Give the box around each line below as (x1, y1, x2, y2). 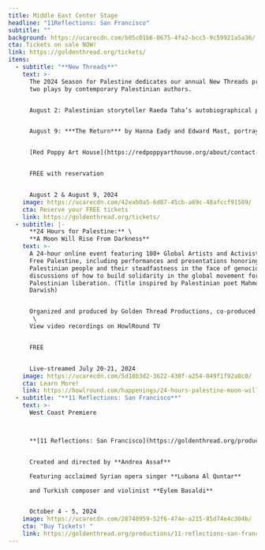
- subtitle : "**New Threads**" (15, 63, 118, 71)
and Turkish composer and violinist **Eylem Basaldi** (28, 487, 214, 495)
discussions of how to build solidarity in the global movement (28, 272, 245, 280)
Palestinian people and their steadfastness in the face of (28, 264, 231, 273)
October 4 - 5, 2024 (28, 507, 97, 516)
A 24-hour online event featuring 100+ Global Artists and (28, 250, 227, 258)
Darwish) (28, 286, 58, 295)
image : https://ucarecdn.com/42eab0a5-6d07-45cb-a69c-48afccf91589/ (22, 198, 252, 206)
